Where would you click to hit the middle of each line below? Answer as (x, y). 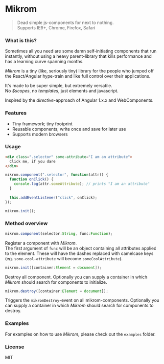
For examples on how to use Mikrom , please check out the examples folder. (80, 334)
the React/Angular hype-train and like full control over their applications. (78, 76)
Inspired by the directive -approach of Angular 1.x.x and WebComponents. (79, 100)
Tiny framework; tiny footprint (42, 124)
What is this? (21, 40)
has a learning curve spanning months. (45, 62)
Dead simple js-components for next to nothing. (65, 23)
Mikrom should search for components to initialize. (56, 282)
